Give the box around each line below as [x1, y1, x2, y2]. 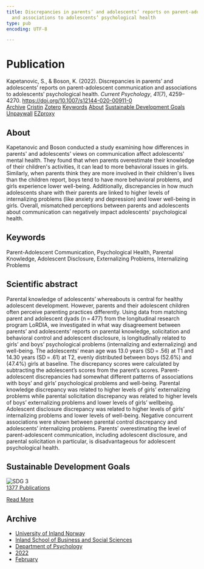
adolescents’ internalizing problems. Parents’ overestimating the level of [6, 424, 186, 432]
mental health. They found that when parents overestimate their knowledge [6, 156, 194, 164]
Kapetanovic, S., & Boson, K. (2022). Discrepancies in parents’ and [6, 77, 174, 85]
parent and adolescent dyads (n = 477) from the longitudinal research [6, 315, 180, 322]
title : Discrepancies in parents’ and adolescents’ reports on [6, 9, 170, 15]
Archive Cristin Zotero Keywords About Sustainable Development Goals [6, 103, 185, 111]
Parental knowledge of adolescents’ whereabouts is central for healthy [6, 295, 183, 302]
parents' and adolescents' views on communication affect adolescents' [6, 150, 185, 157]
